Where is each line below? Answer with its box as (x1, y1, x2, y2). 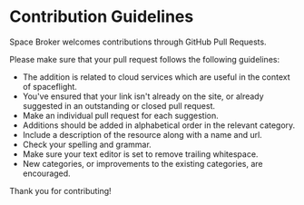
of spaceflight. (22, 81, 77, 92)
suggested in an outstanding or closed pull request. (22, 100, 216, 111)
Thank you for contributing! (9, 185, 112, 196)
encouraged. (22, 168, 71, 179)
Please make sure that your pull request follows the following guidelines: (9, 54, 279, 64)
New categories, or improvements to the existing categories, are (22, 158, 263, 169)
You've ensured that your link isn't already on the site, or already (22, 91, 265, 102)
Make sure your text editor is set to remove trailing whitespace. (22, 148, 259, 160)
